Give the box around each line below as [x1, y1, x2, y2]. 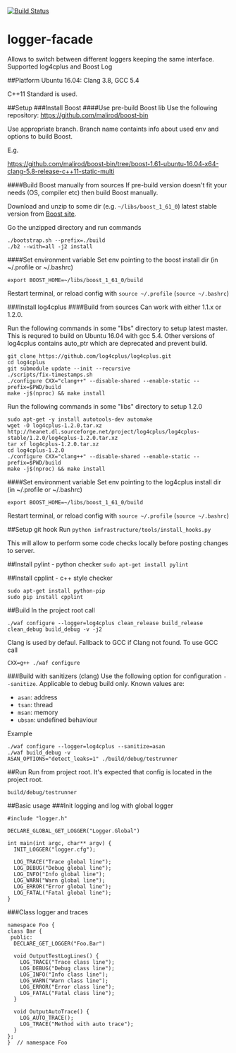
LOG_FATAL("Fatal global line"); [13, 889, 112, 896]
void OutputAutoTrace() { [13, 1008, 90, 1015]
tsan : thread [17, 700, 54, 709]
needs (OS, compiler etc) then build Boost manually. [7, 188, 159, 197]
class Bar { [7, 927, 42, 935]
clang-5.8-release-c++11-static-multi [7, 167, 115, 175]
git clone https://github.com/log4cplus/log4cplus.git [7, 352, 172, 360]
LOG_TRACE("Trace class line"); [20, 958, 115, 965]
